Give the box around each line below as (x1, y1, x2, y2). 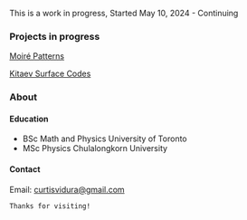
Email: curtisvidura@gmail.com (9, 184, 125, 195)
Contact (9, 164, 41, 175)
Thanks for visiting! (9, 201, 91, 211)
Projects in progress (9, 30, 100, 43)
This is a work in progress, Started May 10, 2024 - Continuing (9, 8, 239, 18)
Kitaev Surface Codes (9, 68, 91, 80)
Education (9, 113, 49, 124)
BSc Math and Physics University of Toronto (22, 133, 187, 144)
